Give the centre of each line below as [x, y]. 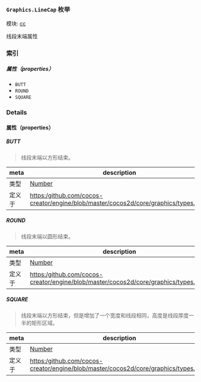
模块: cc [16, 24]
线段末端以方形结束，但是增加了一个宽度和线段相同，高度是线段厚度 [105, 315]
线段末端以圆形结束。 [47, 236]
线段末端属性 [22, 37]
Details [17, 113]
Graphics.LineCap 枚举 [38, 9]
